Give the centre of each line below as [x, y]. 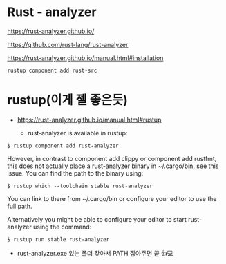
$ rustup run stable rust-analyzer [58, 239]
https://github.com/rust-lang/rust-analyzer [68, 44]
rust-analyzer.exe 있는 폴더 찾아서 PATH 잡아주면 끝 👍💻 [95, 253]
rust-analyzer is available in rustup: [77, 133]
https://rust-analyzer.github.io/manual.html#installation [85, 58]
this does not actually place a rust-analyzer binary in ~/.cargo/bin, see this [113, 166]
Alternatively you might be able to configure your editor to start [97, 219]
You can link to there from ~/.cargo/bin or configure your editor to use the [112, 198]
